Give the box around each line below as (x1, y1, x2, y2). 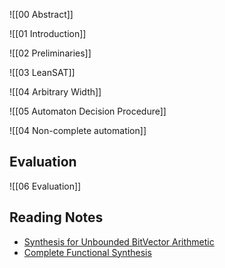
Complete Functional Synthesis (23, 246, 152, 258)
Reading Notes (9, 209, 104, 226)
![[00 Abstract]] (9, 9, 74, 20)
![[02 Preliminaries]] (9, 47, 92, 59)
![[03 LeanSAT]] (9, 67, 76, 78)
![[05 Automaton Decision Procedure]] (9, 105, 167, 117)
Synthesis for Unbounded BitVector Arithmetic (23, 235, 215, 248)
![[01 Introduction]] (9, 28, 87, 39)
